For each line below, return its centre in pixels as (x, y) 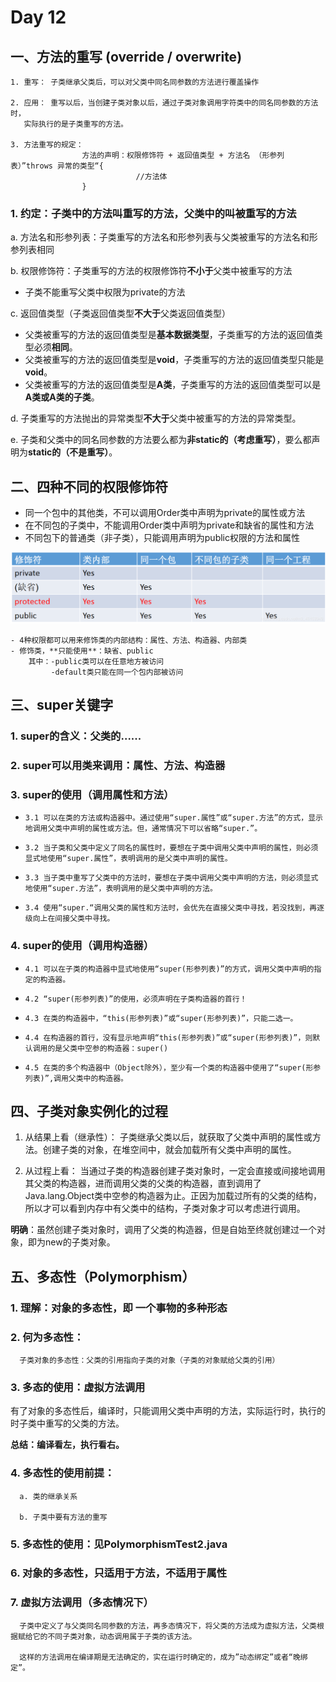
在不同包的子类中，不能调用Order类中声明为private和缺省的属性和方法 (169, 525)
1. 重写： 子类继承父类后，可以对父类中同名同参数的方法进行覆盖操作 (135, 82)
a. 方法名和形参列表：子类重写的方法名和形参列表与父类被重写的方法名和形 (164, 237)
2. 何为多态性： (47, 1337)
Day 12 (38, 17)
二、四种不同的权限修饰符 (89, 486)
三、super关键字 (62, 705)
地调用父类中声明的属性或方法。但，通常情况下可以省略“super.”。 (143, 829)
